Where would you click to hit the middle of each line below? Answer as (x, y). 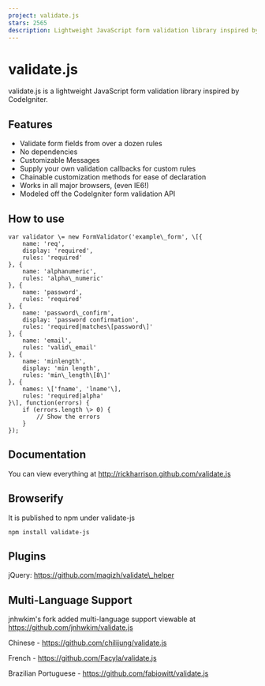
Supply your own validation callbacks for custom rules (108, 169)
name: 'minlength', (54, 361)
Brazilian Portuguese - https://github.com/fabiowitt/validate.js (108, 673)
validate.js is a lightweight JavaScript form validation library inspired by (124, 91)
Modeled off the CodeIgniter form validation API (97, 194)
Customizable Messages (60, 160)
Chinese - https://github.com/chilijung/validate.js (88, 643)
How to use (36, 219)
